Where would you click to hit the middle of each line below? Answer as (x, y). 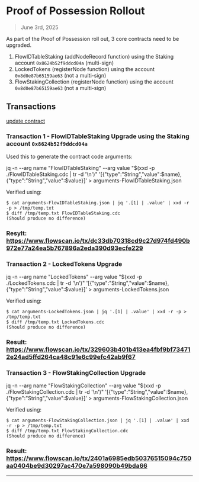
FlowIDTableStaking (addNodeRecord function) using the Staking (94, 56)
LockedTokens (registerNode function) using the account (85, 69)
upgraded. (19, 45)
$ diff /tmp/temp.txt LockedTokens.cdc (55, 322)
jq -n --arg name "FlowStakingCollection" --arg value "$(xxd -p (84, 385)
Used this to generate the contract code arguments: (69, 157)
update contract (26, 121)
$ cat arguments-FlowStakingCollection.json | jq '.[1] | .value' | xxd (98, 421)
